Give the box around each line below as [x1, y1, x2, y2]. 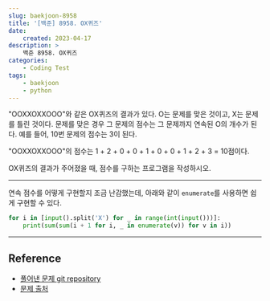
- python [22, 86, 52, 95]
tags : [8, 71, 27, 79]
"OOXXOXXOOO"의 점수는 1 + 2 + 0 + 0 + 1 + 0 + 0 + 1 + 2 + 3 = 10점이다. [8, 146, 250, 157]
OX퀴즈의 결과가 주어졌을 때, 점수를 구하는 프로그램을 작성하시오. [8, 164, 211, 173]
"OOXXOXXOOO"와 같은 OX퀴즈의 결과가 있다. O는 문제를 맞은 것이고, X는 [8, 109, 243, 119]
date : [8, 26, 27, 35]
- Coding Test [22, 64, 70, 72]
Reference [8, 251, 62, 265]
